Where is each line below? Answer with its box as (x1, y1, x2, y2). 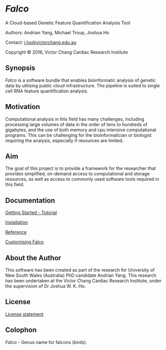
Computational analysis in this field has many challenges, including (5, 116, 145, 122)
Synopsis (5, 64, 35, 72)
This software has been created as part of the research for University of (5, 267, 155, 273)
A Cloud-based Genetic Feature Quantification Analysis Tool (5, 20, 130, 26)
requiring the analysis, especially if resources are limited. (5, 137, 124, 143)
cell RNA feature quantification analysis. (5, 88, 88, 94)
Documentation (5, 196, 56, 205)
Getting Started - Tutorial (5, 210, 57, 216)
